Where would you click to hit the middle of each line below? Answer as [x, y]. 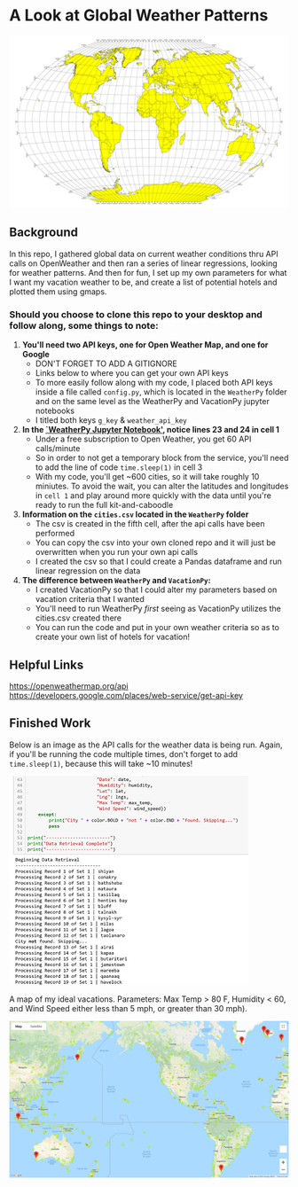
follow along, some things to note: [84, 325]
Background [43, 233]
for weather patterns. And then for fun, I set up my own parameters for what [148, 272]
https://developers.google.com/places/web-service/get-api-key [126, 695]
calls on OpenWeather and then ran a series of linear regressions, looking [143, 263]
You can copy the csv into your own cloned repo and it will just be [156, 543]
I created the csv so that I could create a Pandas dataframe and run [158, 562]
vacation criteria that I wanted [90, 599]
